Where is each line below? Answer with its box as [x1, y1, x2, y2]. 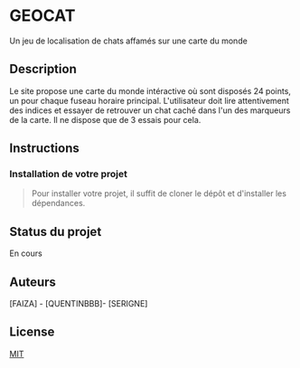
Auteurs [9, 274, 57, 289]
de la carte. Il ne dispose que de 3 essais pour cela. [9, 114, 202, 125]
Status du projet [9, 223, 102, 240]
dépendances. [31, 198, 86, 209]
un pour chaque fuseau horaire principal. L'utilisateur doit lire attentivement [9, 95, 289, 106]
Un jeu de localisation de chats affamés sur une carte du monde [9, 35, 248, 46]
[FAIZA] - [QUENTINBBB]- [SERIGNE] [9, 298, 148, 309]
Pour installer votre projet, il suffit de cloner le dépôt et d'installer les [31, 188, 287, 199]
